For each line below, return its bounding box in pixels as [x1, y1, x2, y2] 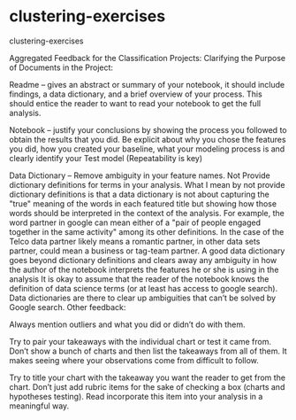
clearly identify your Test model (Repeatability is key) [9, 152, 203, 163]
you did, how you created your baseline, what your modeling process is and [9, 144, 285, 154]
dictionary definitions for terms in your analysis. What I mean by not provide [9, 179, 285, 190]
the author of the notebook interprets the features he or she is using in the [9, 264, 279, 275]
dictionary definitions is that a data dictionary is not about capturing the [9, 189, 269, 199]
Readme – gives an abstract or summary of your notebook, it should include [9, 79, 285, 89]
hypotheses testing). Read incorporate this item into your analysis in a [9, 391, 263, 401]
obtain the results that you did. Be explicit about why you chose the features [9, 134, 286, 144]
